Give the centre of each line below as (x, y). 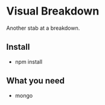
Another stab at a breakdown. (43, 28)
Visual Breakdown (53, 11)
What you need (36, 81)
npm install (29, 61)
